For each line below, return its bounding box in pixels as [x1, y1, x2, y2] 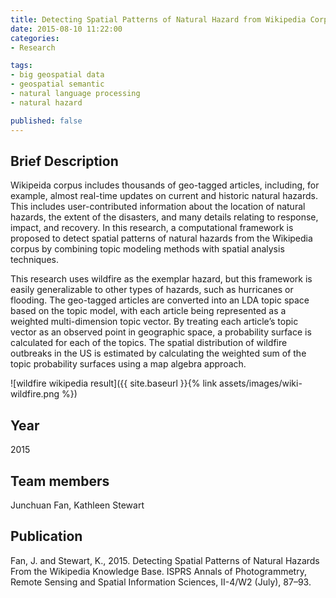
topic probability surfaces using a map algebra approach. [10, 358, 247, 370]
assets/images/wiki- [219, 377, 303, 390]
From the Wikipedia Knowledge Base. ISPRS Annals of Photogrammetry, [10, 565, 307, 577]
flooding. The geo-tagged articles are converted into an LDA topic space [10, 294, 310, 306]
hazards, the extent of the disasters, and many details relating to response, [10, 211, 319, 223]
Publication [10, 528, 83, 545]
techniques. [10, 254, 59, 266]
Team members [10, 472, 110, 490]
